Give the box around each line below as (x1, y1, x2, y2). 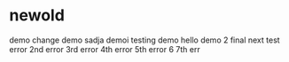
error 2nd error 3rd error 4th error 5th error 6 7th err (9, 43, 201, 54)
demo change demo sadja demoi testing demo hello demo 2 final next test (9, 35, 281, 45)
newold (9, 5, 65, 26)
